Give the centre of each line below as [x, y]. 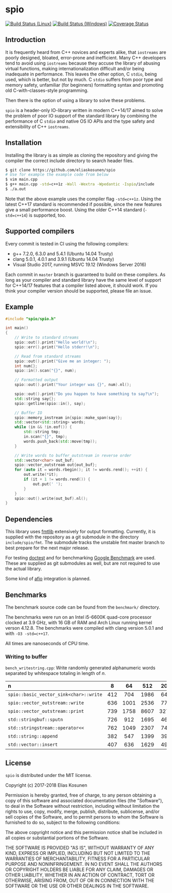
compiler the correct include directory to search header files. [70, 161]
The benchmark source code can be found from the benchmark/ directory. [83, 607]
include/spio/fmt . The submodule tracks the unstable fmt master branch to [85, 542]
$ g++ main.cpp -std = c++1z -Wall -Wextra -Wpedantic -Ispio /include [80, 184]
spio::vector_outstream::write [46, 703]
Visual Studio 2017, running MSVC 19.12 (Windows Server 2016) [79, 264]
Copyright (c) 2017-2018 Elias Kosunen [46, 785]
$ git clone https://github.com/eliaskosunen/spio [60, 170]
